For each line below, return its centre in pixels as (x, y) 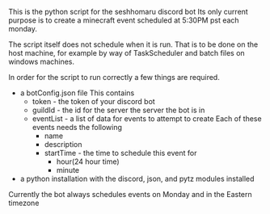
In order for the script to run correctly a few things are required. (114, 77)
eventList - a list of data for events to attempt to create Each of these (147, 119)
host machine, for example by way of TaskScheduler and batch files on (127, 53)
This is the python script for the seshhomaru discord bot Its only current (128, 12)
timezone (24, 203)
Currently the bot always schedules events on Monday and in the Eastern (130, 194)
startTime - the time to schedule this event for (120, 153)
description (63, 144)
